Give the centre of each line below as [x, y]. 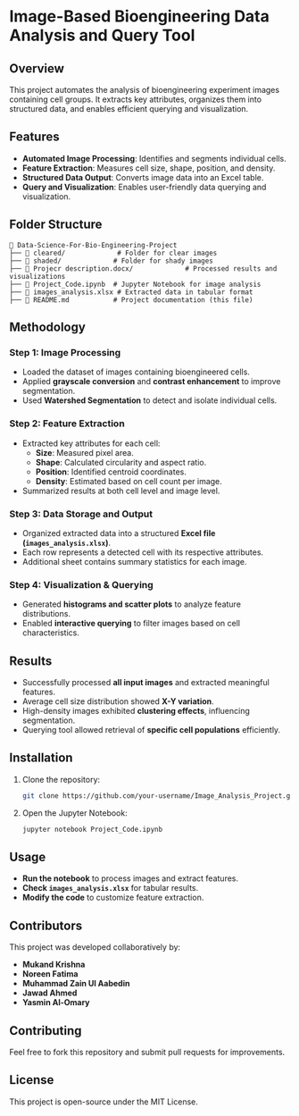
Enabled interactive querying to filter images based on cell [131, 624]
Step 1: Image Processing [65, 352]
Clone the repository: [61, 779]
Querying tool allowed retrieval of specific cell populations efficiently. [151, 730]
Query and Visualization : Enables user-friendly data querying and [144, 187]
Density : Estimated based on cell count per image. [129, 481]
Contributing [46, 1031]
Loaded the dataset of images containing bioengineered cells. [136, 372]
